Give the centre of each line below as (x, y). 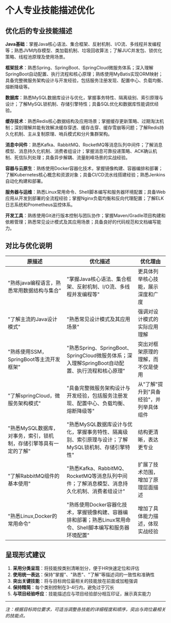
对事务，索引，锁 (28, 435)
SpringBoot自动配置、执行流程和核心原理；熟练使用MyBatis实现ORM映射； (84, 74)
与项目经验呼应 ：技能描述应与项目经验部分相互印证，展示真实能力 (82, 593)
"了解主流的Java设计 (33, 319)
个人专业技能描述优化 (50, 10)
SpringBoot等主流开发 (34, 359)
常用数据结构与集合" (37, 290)
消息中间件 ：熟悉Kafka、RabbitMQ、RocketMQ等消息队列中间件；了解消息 (84, 145)
